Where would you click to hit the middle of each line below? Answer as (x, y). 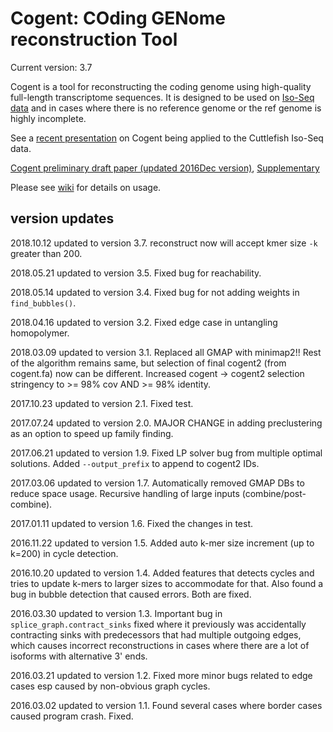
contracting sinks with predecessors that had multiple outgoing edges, (156, 634)
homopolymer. (40, 333)
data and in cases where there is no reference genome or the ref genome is (166, 108)
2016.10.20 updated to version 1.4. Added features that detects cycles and (162, 573)
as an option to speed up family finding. (92, 433)
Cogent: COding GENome (118, 18)
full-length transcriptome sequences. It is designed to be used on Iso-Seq (162, 97)
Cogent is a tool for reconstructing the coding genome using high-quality (161, 86)
